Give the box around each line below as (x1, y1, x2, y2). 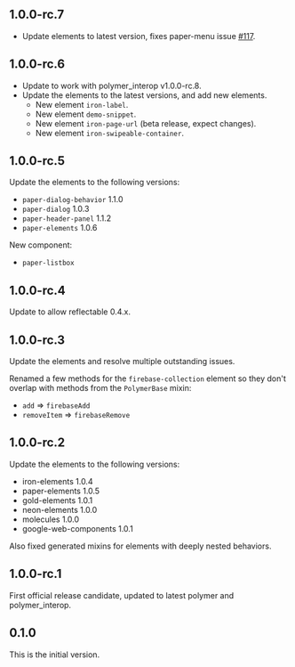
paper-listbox (21, 258, 75, 268)
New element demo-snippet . (35, 109, 137, 119)
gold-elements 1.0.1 (21, 494, 93, 506)
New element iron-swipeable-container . (35, 127, 185, 138)
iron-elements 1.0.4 (21, 476, 93, 486)
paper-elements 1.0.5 (21, 485, 100, 496)
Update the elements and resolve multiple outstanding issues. (9, 356, 235, 367)
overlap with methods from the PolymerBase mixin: (9, 383, 192, 394)
